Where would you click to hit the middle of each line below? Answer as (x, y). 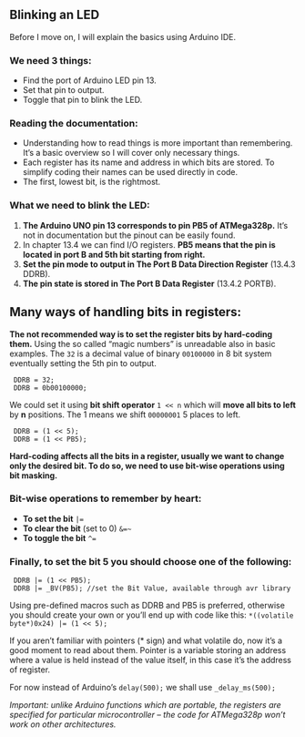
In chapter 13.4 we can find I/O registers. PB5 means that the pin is (149, 244)
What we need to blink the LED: (80, 206)
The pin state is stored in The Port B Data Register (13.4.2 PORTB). (149, 283)
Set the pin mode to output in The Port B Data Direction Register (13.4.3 (159, 264)
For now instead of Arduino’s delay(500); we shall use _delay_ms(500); (142, 688)
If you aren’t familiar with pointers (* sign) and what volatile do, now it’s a (146, 640)
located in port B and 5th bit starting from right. (114, 254)
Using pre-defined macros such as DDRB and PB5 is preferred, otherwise (147, 606)
